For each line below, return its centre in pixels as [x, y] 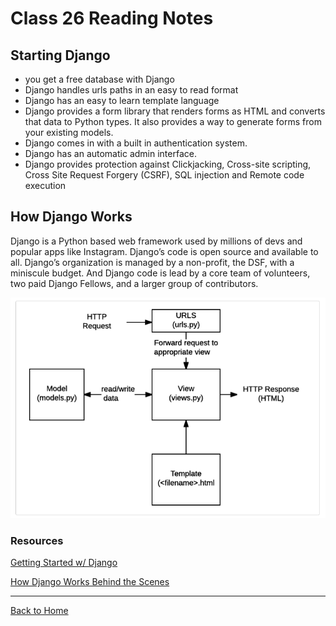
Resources [37, 540]
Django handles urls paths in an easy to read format [131, 90]
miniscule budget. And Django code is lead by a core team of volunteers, [160, 273]
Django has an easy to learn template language [122, 100]
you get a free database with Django [99, 79]
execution [45, 185]
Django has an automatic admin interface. [110, 153]
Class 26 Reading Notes [112, 18]
